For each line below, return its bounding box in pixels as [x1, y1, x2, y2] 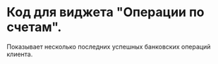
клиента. [6, 50, 33, 58]
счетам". [6, 19, 62, 35]
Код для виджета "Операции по [6, 4, 205, 20]
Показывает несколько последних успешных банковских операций [6, 42, 211, 51]
